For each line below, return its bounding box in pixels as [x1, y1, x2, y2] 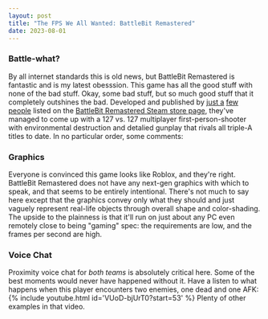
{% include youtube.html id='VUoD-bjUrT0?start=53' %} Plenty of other [8, 293, 246, 303]
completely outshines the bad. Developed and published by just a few [8, 97, 239, 107]
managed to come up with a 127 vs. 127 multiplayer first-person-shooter [8, 114, 247, 124]
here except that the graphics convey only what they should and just [8, 194, 235, 205]
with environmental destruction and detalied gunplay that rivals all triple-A [8, 122, 253, 133]
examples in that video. [8, 302, 86, 312]
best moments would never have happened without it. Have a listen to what [8, 276, 258, 286]
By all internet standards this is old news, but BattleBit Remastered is [8, 72, 235, 81]
